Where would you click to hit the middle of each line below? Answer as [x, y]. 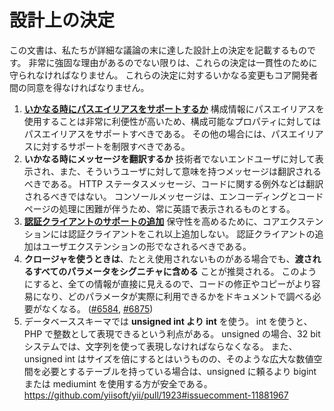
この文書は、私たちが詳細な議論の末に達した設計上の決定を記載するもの [158, 50]
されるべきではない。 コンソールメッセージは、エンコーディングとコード [173, 196]
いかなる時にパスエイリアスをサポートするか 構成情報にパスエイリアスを [174, 108]
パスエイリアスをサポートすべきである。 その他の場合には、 [147, 133]
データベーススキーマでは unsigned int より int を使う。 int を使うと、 [168, 321]
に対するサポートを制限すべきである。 [111, 146]
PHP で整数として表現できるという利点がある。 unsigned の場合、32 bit [172, 333]
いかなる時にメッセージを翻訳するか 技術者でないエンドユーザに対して [169, 158]
